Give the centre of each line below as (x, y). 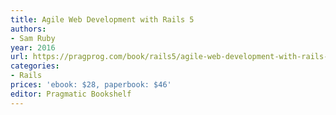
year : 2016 (33, 47)
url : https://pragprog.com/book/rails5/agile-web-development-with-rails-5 (171, 57)
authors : (28, 29)
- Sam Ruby (33, 38)
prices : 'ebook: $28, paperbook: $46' (91, 85)
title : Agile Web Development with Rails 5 (102, 19)
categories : (35, 66)
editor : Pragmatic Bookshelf (71, 94)
